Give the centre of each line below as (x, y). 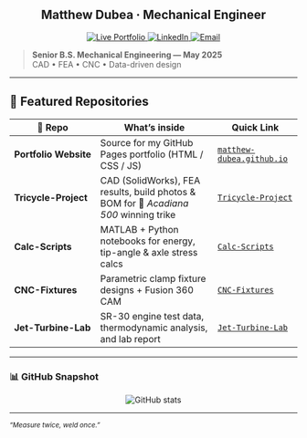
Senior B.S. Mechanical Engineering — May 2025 (127, 55)
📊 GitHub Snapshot (54, 376)
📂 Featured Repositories (79, 102)
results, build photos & (148, 192)
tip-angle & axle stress (149, 252)
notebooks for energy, (148, 241)
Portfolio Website (53, 154)
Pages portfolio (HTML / (152, 154)
